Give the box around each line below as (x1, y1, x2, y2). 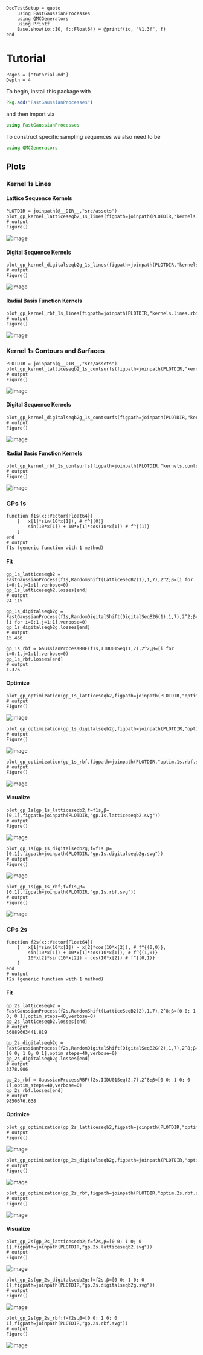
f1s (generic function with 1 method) (6, 545, 104, 551)
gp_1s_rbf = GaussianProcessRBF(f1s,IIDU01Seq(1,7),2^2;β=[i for (6, 645, 174, 651)
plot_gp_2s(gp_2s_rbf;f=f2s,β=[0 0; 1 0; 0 (6, 1315, 118, 1321)
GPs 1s (6, 499, 27, 508)
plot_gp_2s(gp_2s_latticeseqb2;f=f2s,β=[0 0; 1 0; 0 (6, 1239, 142, 1245)
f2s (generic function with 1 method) (6, 976, 104, 982)
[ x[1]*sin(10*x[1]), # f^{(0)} (17, 518, 104, 525)
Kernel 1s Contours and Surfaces (6, 347, 105, 355)
